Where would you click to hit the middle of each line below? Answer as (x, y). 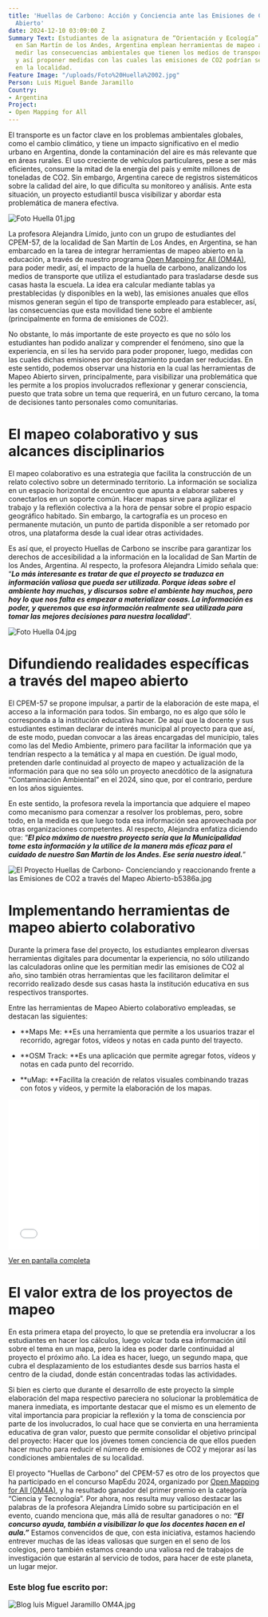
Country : (23, 90)
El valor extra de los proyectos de (121, 1293)
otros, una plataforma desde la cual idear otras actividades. (106, 533)
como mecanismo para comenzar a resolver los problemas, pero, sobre (126, 812)
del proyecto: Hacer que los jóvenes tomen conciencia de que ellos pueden (132, 1440)
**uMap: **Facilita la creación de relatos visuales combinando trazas (134, 1079)
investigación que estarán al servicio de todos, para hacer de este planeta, (131, 1558)
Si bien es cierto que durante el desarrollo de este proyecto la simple (121, 1389)
